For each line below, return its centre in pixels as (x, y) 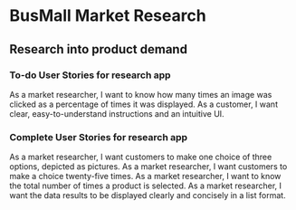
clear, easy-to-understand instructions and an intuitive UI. (117, 113)
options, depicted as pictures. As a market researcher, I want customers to (148, 167)
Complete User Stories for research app (99, 137)
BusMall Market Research (108, 16)
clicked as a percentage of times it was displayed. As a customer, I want (144, 104)
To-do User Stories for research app (90, 75)
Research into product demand (99, 49)
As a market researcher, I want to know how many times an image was (141, 94)
